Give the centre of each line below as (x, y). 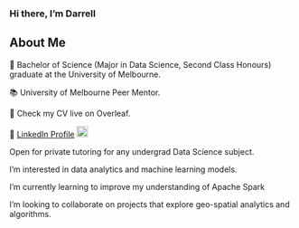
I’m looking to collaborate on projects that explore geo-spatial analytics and (150, 204)
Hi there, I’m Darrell (53, 14)
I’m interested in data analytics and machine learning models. (123, 169)
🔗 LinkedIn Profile (42, 134)
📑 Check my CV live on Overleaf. (70, 113)
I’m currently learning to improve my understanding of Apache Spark (137, 186)
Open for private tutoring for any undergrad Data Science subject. (132, 151)
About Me (37, 43)
